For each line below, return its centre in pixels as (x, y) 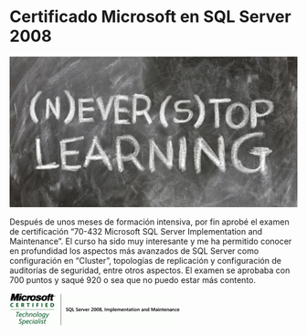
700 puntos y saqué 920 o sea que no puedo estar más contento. (133, 280)
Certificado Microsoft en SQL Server (150, 17)
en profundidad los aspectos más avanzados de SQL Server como (134, 251)
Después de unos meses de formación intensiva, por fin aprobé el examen (149, 222)
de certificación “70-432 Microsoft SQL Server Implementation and (136, 232)
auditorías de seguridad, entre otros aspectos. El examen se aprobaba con (150, 270)
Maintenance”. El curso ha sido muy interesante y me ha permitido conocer (151, 241)
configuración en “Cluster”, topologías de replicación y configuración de (145, 261)
